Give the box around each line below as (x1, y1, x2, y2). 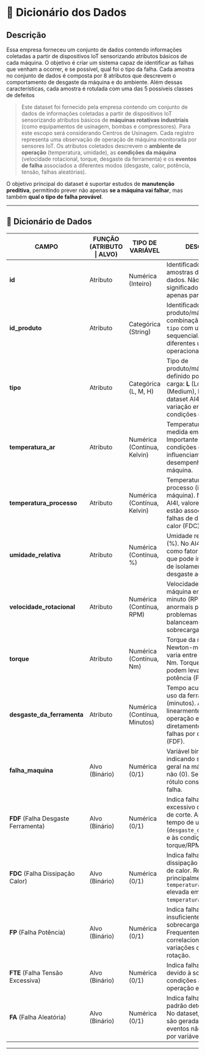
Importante (166, 435, 198, 444)
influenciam (166, 450, 200, 459)
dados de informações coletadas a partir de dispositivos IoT (21, 110, 172, 117)
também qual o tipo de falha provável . (6, 193, 103, 200)
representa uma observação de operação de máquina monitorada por (21, 136, 197, 143)
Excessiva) (9, 976, 41, 985)
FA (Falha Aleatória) (9, 1013, 67, 1021)
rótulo (166, 777, 184, 786)
